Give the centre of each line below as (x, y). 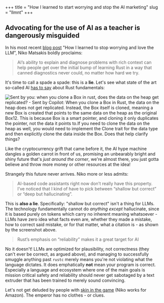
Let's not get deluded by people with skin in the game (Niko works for (76, 290)
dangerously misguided (42, 36)
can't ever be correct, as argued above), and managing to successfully (77, 254)
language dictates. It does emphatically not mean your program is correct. (81, 265)
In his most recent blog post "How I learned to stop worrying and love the (80, 47)
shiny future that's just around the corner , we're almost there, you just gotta (82, 159)
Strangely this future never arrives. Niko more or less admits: (67, 174)
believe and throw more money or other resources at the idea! (68, 164)
